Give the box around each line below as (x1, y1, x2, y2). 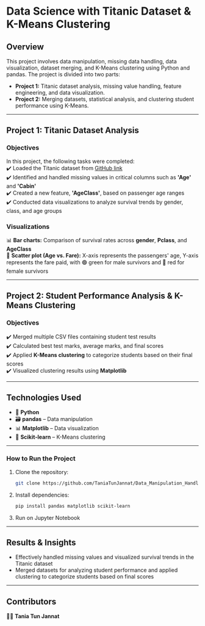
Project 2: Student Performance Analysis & (6, 291, 173, 301)
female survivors (6, 267, 49, 275)
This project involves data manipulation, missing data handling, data (6, 58, 177, 65)
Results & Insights (6, 537, 76, 547)
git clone (15, 480, 41, 486)
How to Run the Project (6, 455, 76, 463)
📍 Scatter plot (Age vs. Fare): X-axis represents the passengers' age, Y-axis (6, 251, 199, 259)
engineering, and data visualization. (15, 89, 105, 96)
